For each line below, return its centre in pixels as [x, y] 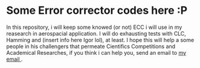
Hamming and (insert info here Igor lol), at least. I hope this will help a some [100, 40]
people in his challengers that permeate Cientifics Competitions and [91, 46]
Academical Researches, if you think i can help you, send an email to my [96, 52]
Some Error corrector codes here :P [97, 11]
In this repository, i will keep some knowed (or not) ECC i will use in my [94, 27]
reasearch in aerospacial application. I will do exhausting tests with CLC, [96, 33]
